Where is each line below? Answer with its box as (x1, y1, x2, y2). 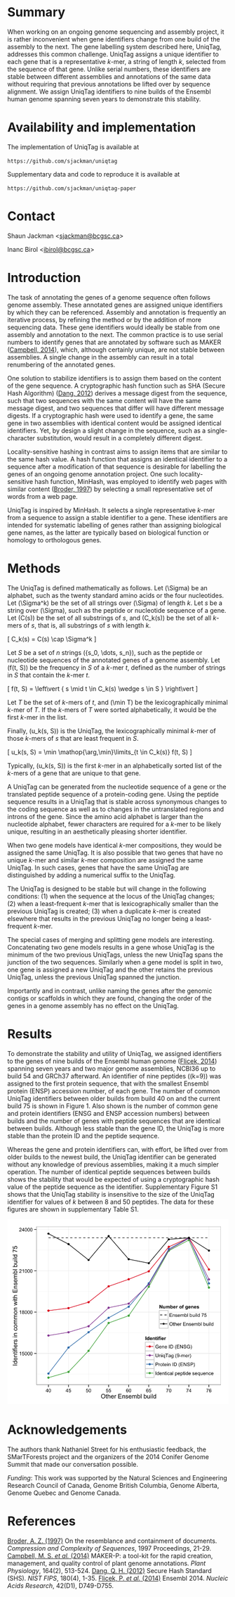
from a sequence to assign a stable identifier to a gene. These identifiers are (7, 513, 228, 521)
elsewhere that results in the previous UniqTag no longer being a (7, 914, 194, 922)
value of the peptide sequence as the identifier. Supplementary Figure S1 (7, 1183, 218, 1191)
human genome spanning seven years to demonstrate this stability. (7, 94, 201, 103)
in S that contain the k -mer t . (7, 670, 90, 679)
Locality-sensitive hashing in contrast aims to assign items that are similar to (7, 447, 228, 456)
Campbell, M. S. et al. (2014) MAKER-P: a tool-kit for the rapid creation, (7, 1551, 213, 1560)
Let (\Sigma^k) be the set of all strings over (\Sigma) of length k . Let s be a (7, 599, 223, 607)
